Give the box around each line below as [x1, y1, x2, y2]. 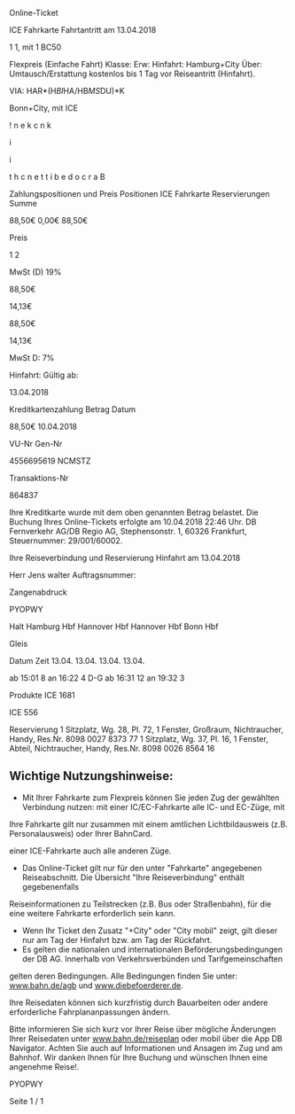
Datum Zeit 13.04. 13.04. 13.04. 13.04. [9, 656, 145, 666]
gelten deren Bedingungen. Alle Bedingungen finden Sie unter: [9, 970, 237, 981]
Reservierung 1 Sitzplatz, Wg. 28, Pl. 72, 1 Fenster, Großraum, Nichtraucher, [9, 724, 283, 735]
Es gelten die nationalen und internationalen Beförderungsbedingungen [21, 944, 283, 954]
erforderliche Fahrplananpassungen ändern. [9, 1006, 171, 1017]
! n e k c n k [9, 120, 51, 130]
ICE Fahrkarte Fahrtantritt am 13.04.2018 [9, 25, 157, 35]
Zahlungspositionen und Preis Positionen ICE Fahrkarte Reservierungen [9, 189, 270, 199]
